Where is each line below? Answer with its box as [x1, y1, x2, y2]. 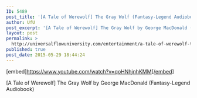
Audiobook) [6, 85, 35, 92]
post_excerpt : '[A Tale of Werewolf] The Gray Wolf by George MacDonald [6, 24, 188, 31]
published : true [6, 47, 46, 52]
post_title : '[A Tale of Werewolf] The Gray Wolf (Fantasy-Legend [6, 14, 172, 20]
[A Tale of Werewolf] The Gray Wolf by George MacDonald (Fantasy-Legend [6, 79, 191, 86]
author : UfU [6, 19, 35, 25]
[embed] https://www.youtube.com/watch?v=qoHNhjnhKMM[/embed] [6, 68, 174, 75]
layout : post [6, 30, 38, 36]
